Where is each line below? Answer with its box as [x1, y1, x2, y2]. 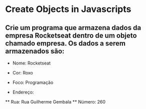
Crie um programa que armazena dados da [5, 23, 141, 32]
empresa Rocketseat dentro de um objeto [5, 31, 137, 39]
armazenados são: [5, 46, 65, 55]
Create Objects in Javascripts [5, 3, 131, 15]
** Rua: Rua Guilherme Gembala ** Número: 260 [5, 99, 106, 104]
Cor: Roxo [12, 70, 34, 75]
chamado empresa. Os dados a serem [5, 39, 126, 47]
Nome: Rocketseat [12, 60, 51, 66]
